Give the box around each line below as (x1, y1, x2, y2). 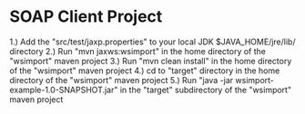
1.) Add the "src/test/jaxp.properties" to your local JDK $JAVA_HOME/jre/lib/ (9, 36, 296, 47)
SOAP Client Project (9, 6, 163, 27)
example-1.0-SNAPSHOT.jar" (9, 84, 118, 95)
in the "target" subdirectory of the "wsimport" (119, 84, 292, 95)
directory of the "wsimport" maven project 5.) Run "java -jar (9, 74, 234, 85)
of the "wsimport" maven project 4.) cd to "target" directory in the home (9, 65, 280, 76)
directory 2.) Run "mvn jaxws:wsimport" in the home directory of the (9, 45, 267, 56)
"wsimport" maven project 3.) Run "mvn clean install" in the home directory (9, 55, 292, 66)
